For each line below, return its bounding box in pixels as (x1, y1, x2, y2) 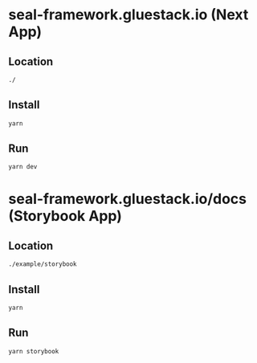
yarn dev (8, 163, 38, 171)
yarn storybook (8, 347, 59, 355)
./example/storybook (8, 260, 78, 268)
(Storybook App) (8, 207, 123, 226)
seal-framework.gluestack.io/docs (8, 190, 247, 208)
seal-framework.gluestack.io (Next (8, 6, 249, 24)
